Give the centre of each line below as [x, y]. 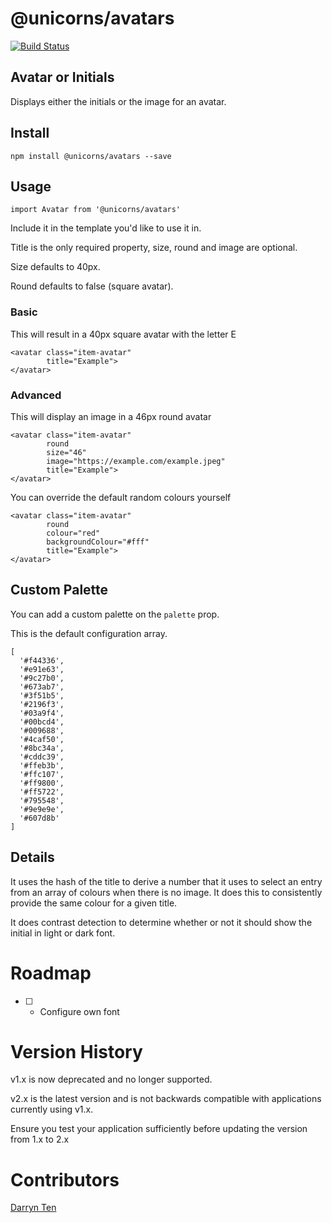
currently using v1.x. [52, 1109]
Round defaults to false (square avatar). [92, 286]
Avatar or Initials [62, 77]
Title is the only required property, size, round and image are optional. [154, 248]
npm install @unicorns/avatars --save [91, 156]
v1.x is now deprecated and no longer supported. [111, 1079]
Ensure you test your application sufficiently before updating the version [159, 1129]
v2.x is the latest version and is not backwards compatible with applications [166, 1099]
